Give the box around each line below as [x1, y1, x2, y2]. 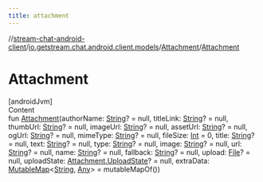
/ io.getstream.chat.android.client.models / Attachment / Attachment [26, 42, 240, 52]
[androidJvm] [8, 97, 53, 106]
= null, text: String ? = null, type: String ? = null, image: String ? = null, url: [8, 139, 242, 148]
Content [8, 105, 35, 114]
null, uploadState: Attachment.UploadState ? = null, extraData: [8, 156, 210, 165]
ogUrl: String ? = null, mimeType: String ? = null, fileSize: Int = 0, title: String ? [8, 130, 255, 140]
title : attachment [8, 11, 69, 20]
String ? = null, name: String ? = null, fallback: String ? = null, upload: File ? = [8, 147, 251, 156]
